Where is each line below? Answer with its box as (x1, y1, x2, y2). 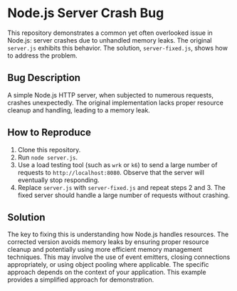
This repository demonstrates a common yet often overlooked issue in (7, 28, 214, 37)
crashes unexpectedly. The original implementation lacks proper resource (7, 98, 224, 107)
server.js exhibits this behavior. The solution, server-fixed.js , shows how (7, 43, 228, 52)
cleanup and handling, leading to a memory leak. (7, 105, 151, 115)
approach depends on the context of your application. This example (7, 268, 206, 277)
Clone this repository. (17, 145, 81, 154)
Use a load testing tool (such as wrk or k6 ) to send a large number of (17, 160, 218, 169)
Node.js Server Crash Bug (7, 5, 164, 21)
